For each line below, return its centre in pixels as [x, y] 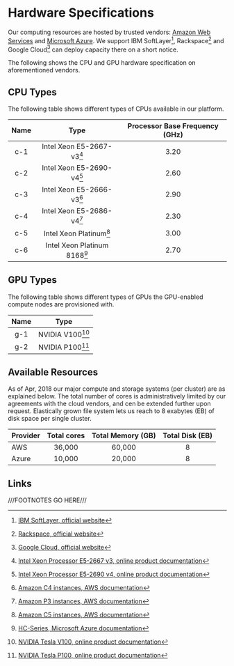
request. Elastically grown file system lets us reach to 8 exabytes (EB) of [111, 411]
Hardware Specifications [81, 13]
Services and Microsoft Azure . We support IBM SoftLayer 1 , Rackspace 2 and [116, 40]
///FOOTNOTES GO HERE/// [48, 500]
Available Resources [53, 372]
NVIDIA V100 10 [64, 334]
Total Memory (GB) [124, 435]
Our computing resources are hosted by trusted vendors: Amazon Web [109, 32]
